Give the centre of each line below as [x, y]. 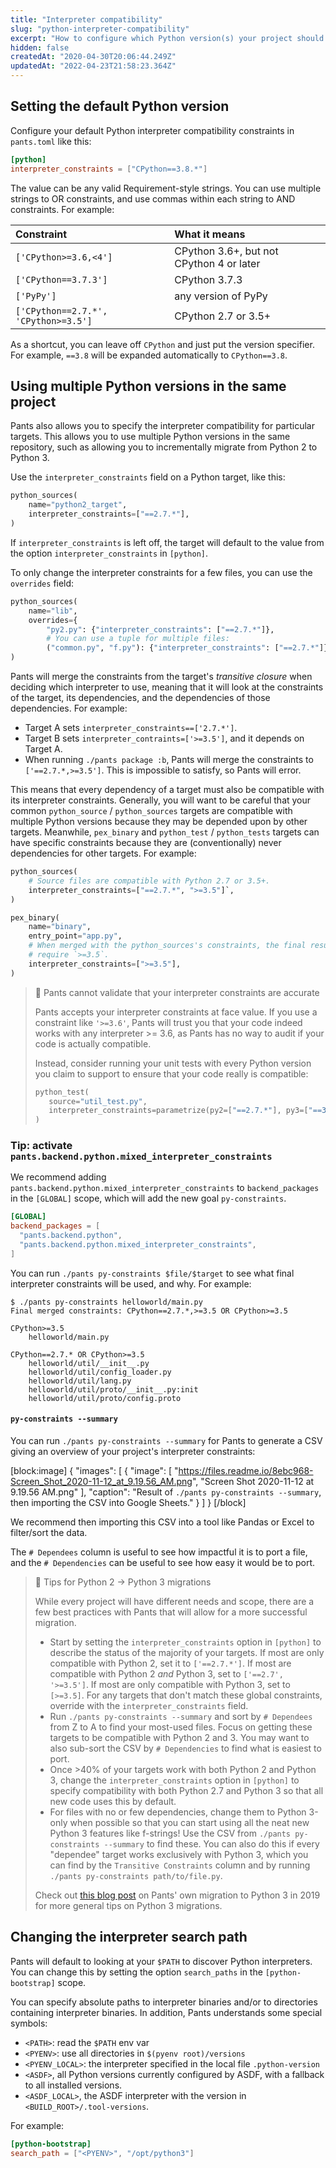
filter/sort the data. [49, 1532]
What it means [210, 234]
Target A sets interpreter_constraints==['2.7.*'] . [131, 727]
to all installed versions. [73, 2085]
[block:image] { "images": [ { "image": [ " [94, 1470]
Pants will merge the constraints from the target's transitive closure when [161, 676]
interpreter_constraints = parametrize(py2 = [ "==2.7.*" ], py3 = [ [178, 1111]
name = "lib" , [53, 611]
